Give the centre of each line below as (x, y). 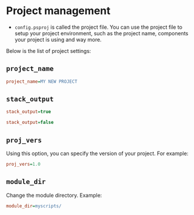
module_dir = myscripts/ (34, 206)
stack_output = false (30, 122)
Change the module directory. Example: (54, 195)
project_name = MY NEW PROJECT (42, 81)
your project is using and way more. (58, 39)
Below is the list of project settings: (48, 51)
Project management (58, 11)
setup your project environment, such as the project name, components (101, 33)
